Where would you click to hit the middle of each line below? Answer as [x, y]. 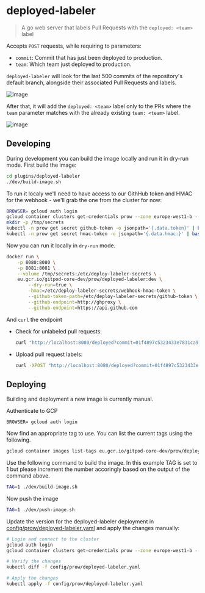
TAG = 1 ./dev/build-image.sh [42, 487]
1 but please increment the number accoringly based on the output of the [98, 469]
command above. [28, 476]
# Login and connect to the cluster [53, 539]
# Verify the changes [34, 562]
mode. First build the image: [41, 165]
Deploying [26, 384]
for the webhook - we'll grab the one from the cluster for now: [84, 200]
